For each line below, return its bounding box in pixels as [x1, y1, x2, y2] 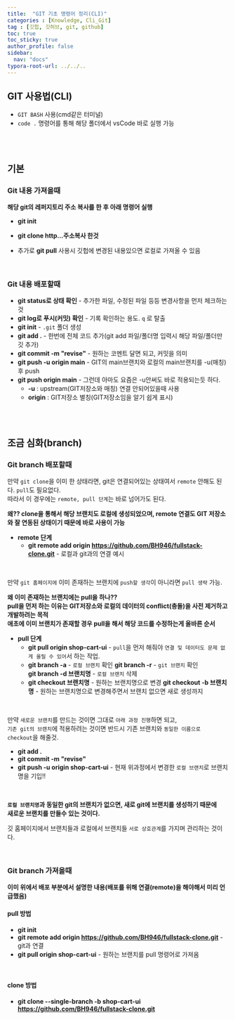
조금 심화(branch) [7, 437, 83, 448]
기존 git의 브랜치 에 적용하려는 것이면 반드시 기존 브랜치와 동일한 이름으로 [7, 725, 201, 733]
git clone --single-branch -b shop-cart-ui [17, 997, 141, 1005]
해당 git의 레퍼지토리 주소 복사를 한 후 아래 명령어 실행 [7, 203, 153, 212]
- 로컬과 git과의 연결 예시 [55, 550, 125, 558]
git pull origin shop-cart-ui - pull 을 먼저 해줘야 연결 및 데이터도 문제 [27, 643, 217, 652]
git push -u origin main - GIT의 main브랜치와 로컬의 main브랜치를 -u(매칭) [17, 358, 227, 366]
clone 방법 [7, 981, 37, 990]
